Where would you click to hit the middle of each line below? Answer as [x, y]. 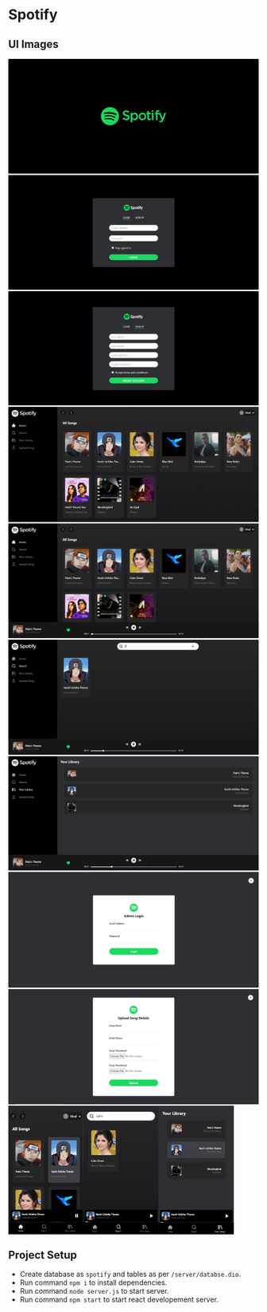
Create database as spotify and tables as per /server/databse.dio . [130, 1275]
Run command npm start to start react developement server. [119, 1300]
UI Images [34, 44]
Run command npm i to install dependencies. [93, 1282]
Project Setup [43, 1255]
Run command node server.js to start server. [94, 1291]
